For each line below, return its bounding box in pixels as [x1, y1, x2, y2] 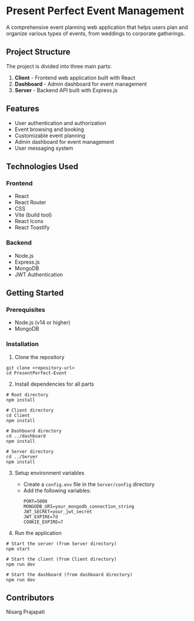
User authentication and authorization [14, 119, 107, 126]
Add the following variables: [23, 487, 91, 494]
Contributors [6, 593, 55, 603]
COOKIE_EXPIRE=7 [23, 519, 63, 525]
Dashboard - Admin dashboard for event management [14, 80, 147, 87]
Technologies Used [6, 161, 78, 172]
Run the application [14, 529, 62, 536]
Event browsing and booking [14, 126, 84, 133]
